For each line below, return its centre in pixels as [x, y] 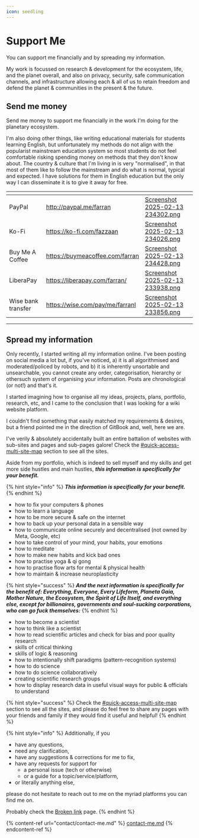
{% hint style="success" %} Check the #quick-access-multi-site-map [92, 703]
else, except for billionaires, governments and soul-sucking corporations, [99, 604]
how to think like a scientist [48, 628]
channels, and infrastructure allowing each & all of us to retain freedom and [98, 81]
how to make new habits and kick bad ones [68, 555]
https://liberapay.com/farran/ [86, 280]
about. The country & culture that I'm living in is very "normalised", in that [96, 164]
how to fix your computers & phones [59, 505]
